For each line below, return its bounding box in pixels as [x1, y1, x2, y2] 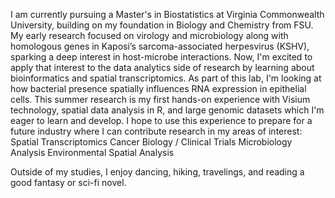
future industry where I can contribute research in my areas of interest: [10, 125, 303, 137]
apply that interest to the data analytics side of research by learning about [10, 62, 315, 73]
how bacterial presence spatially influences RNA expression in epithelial [10, 83, 307, 94]
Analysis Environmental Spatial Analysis [10, 147, 175, 158]
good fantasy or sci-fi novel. [10, 177, 127, 188]
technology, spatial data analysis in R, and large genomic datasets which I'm [10, 104, 325, 116]
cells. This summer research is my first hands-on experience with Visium [10, 94, 311, 105]
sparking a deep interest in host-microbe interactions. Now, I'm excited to [10, 51, 313, 63]
